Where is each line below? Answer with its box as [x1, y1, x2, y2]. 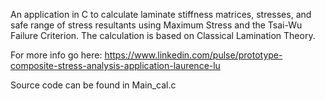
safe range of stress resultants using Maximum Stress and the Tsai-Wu [10, 19, 303, 31]
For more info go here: [10, 49, 103, 61]
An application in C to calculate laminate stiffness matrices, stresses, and [10, 9, 312, 20]
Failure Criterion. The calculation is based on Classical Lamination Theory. [10, 30, 316, 41]
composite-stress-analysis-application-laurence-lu [10, 60, 221, 71]
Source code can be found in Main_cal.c [10, 79, 177, 91]
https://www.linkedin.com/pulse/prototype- [104, 49, 283, 61]
